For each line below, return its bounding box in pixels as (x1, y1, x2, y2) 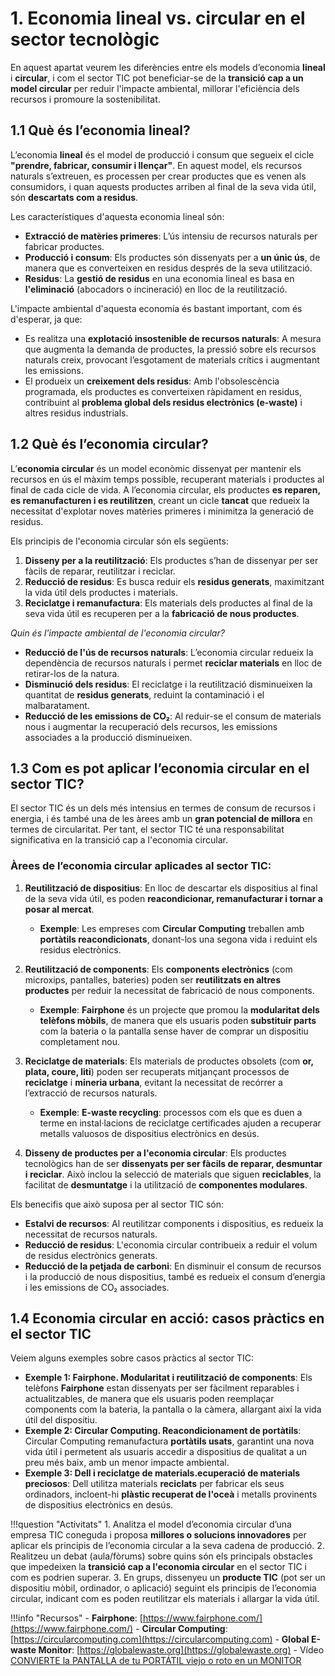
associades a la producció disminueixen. (24, 731, 193, 743)
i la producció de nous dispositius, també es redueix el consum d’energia (24, 1270, 326, 1282)
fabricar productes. (24, 240, 105, 252)
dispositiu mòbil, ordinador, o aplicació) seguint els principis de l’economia (10, 1582, 317, 1594)
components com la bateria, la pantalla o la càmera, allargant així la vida (24, 1403, 322, 1416)
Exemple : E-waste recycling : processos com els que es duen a (39, 1106, 303, 1118)
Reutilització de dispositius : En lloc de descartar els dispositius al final (24, 882, 318, 894)
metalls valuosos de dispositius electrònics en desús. (39, 1127, 260, 1139)
